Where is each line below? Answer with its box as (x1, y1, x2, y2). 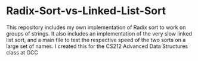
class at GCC (6, 49, 39, 56)
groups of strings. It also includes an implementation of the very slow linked (6, 30, 193, 37)
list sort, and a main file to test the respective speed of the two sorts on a (6, 36, 186, 43)
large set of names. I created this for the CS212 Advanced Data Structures (6, 43, 188, 50)
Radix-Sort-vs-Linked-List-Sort (6, 4, 166, 18)
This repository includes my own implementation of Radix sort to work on (6, 24, 186, 31)
